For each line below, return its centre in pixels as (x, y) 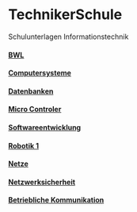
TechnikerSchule (65, 15)
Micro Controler (35, 110)
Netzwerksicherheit (42, 182)
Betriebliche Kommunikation (56, 200)
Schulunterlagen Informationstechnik (68, 37)
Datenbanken (31, 91)
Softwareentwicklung (45, 127)
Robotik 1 (24, 145)
